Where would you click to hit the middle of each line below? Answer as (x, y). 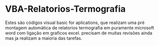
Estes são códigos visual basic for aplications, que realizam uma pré (75, 23)
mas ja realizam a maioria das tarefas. (44, 38)
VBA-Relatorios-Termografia (65, 9)
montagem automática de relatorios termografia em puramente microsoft (80, 27)
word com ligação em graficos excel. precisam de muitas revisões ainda (79, 33)
